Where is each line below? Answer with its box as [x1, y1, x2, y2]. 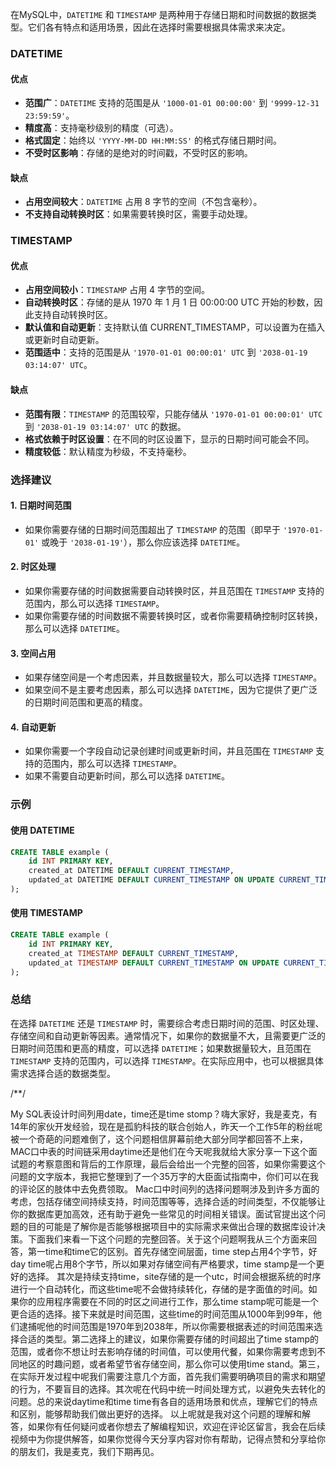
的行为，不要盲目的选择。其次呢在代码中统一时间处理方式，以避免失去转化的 [10, 1383, 326, 1395]
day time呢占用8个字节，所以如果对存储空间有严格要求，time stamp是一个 [10, 1258, 317, 1270]
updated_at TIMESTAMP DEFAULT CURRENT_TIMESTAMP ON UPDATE [28, 958, 280, 968]
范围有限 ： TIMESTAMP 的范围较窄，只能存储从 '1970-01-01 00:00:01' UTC [24, 408, 323, 420]
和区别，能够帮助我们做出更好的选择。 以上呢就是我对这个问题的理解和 [10, 1408, 302, 1420]
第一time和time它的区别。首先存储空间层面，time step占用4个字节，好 [27, 1245, 318, 1257]
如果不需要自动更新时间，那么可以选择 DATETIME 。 [24, 770, 231, 782]
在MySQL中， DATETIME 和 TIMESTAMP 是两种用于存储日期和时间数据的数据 [10, 9, 308, 20]
